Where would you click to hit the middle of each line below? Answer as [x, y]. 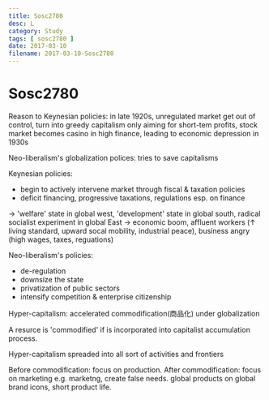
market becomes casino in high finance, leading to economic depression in [134, 133]
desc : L [21, 24]
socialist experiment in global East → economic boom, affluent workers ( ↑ [132, 222]
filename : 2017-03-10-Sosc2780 [61, 54]
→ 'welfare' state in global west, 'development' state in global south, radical [134, 213]
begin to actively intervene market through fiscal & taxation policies [132, 189]
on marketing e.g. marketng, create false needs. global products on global [132, 378]
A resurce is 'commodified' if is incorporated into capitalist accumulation [130, 329]
